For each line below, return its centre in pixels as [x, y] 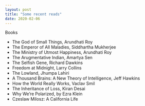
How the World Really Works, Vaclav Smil [53, 84]
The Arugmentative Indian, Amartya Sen [52, 58]
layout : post [18, 10]
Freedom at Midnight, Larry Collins [47, 68]
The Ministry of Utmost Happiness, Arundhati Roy [62, 52]
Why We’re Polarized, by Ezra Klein [47, 94]
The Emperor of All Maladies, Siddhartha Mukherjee [64, 47]
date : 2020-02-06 [23, 19]
